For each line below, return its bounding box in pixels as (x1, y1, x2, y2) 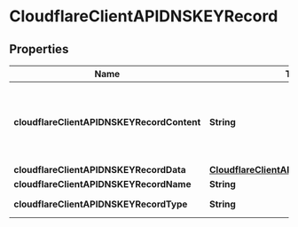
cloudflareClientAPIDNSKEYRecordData (13, 164, 186, 176)
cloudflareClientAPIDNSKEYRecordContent (13, 116, 201, 128)
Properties (9, 42, 69, 57)
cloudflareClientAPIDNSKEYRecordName (13, 178, 192, 190)
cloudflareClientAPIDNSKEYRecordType (13, 198, 188, 210)
